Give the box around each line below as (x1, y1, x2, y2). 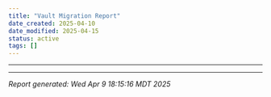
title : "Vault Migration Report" (8, 11, 121, 20)
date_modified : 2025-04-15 (8, 27, 99, 35)
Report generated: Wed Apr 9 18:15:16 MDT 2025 (8, 79, 171, 89)
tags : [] (8, 42, 38, 50)
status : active (8, 34, 60, 43)
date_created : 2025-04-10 (8, 19, 95, 27)
